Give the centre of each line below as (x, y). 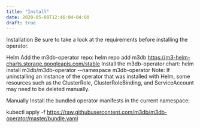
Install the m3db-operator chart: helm (148, 64)
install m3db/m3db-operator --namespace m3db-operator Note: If (88, 70)
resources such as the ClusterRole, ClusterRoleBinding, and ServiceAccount (100, 83)
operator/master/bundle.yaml (42, 118)
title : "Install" (28, 12)
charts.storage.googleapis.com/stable (53, 64)
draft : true (21, 23)
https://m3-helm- (169, 58)
